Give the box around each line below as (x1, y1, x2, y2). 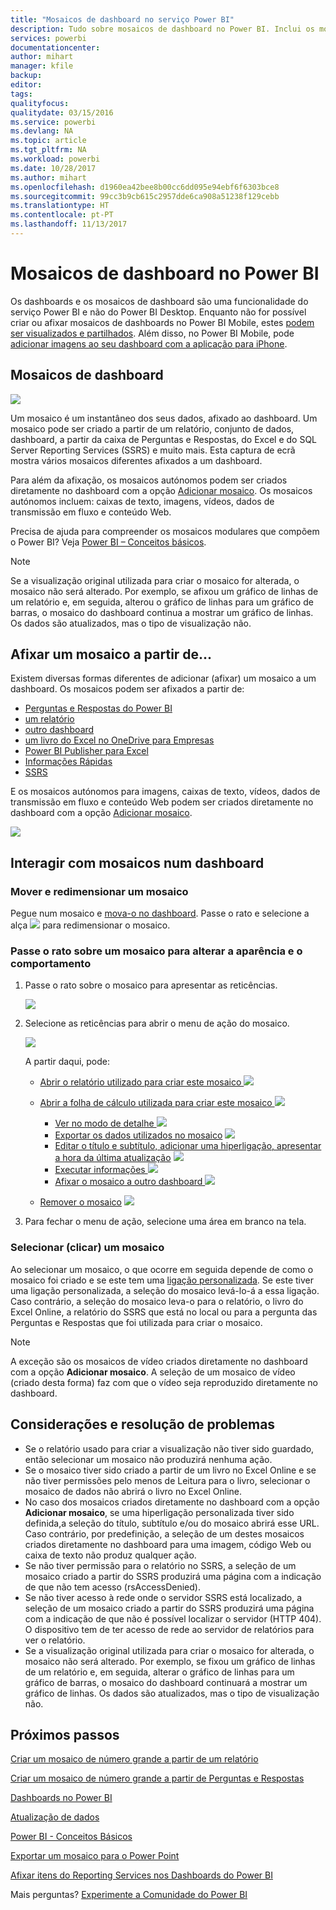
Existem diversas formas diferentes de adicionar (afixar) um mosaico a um (10, 672, 317, 685)
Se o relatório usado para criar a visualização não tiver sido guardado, (24, 1442, 315, 1455)
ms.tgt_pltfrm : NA (10, 145, 87, 155)
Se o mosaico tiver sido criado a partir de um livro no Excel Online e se (24, 1464, 317, 1476)
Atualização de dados (10, 1811, 100, 1823)
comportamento (10, 957, 92, 971)
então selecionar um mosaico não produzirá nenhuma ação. (24, 1453, 273, 1465)
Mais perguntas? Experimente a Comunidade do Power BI (10, 1889, 248, 1901)
